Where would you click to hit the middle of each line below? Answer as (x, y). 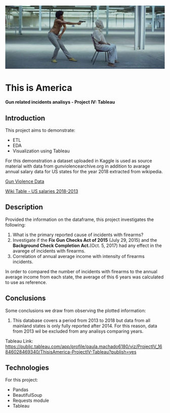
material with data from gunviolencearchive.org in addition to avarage (78, 166)
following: (15, 225)
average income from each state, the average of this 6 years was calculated (84, 277)
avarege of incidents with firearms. (49, 251)
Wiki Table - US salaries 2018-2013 (42, 191)
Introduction (25, 118)
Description (24, 207)
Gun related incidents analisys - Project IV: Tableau (60, 102)
